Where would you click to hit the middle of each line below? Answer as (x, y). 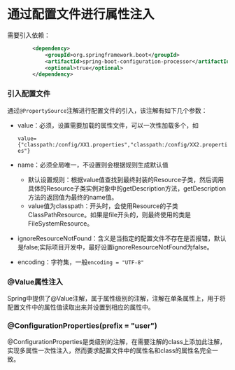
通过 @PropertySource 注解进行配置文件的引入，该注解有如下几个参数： (107, 110)
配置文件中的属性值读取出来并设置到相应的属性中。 (81, 307)
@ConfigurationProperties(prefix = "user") (82, 325)
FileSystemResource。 (60, 223)
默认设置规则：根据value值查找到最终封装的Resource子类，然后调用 (126, 179)
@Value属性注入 (35, 282)
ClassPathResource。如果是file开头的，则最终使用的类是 (109, 214)
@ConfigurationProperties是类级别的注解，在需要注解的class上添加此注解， (116, 342)
